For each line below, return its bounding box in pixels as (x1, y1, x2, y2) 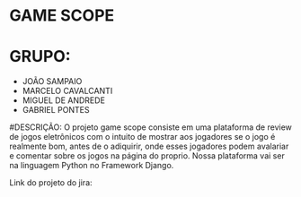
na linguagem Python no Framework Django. (9, 160, 174, 171)
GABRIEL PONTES (22, 105, 90, 116)
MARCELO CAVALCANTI (22, 86, 113, 97)
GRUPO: (9, 47, 71, 67)
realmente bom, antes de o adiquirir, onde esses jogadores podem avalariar (9, 141, 289, 152)
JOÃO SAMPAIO (22, 76, 83, 87)
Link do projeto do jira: (9, 177, 93, 188)
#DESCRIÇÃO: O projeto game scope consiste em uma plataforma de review (9, 122, 292, 133)
